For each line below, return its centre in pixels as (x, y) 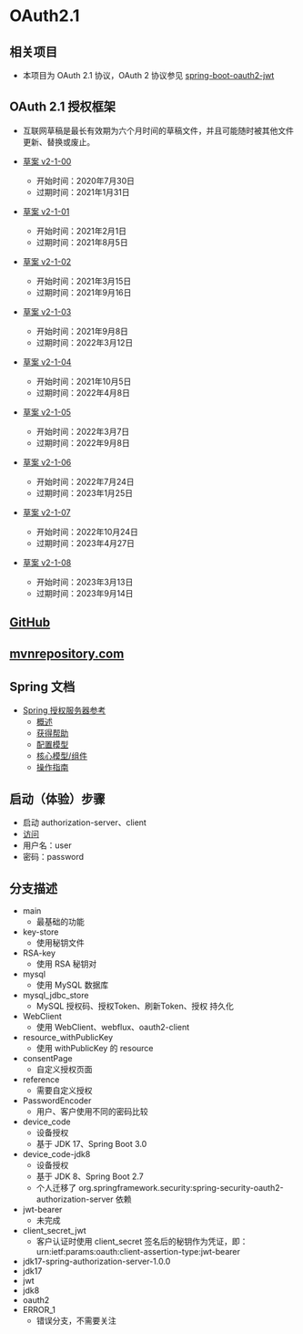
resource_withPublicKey (68, 1038)
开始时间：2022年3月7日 (83, 431)
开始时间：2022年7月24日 (85, 481)
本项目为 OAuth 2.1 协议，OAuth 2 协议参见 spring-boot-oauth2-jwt (148, 75)
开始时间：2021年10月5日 (84, 381)
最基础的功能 (60, 922)
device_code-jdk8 (56, 1154)
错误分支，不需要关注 (76, 1321)
